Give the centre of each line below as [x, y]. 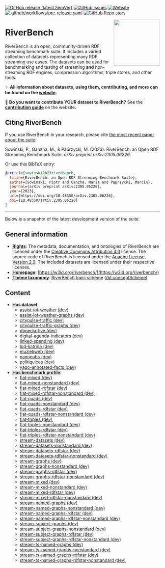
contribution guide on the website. [41, 107]
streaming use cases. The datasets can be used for [57, 62]
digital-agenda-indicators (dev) [51, 336]
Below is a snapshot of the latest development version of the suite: [72, 219]
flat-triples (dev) [36, 419]
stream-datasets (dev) [42, 440]
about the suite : [21, 139]
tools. [11, 77]
